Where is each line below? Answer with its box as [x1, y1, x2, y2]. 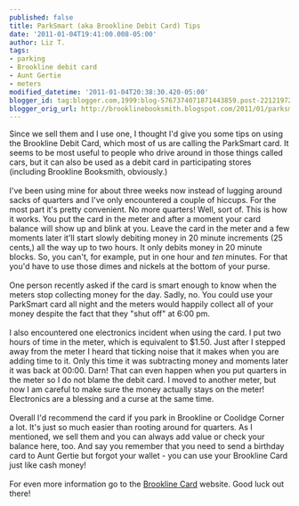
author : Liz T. [9, 37, 66, 47]
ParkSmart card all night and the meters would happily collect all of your [9, 299, 274, 310]
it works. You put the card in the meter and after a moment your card [9, 214, 261, 224]
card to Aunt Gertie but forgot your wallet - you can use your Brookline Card [9, 451, 288, 461]
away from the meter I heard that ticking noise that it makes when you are [9, 347, 279, 357]
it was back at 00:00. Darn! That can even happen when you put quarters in [9, 365, 287, 376]
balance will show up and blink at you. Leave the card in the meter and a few [9, 224, 290, 234]
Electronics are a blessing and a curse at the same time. [9, 394, 214, 404]
